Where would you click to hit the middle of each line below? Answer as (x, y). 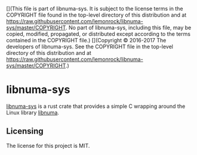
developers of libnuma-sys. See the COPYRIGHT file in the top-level (90, 46)
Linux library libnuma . (33, 112)
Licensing (25, 131)
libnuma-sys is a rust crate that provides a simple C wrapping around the (96, 106)
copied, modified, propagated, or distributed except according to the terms (98, 34)
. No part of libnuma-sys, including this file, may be (128, 27)
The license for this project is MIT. (48, 145)
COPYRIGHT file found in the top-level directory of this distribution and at (96, 15)
